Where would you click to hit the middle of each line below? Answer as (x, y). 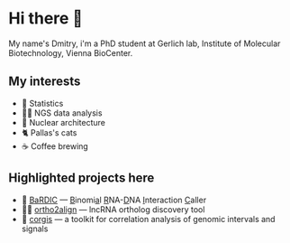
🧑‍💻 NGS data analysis (62, 113)
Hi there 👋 (45, 19)
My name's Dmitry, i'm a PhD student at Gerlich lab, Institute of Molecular (145, 43)
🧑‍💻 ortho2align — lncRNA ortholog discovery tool (113, 209)
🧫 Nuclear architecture (63, 122)
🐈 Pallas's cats (49, 132)
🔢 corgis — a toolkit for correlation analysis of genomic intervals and (148, 219)
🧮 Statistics (42, 103)
